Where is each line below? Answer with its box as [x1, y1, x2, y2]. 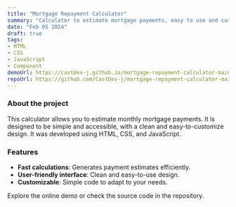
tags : [7, 36, 23, 44]
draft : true [7, 29, 42, 37]
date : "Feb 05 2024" [7, 23, 68, 30]
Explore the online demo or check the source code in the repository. [7, 191, 204, 200]
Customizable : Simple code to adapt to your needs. [17, 178, 168, 186]
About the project [7, 99, 69, 109]
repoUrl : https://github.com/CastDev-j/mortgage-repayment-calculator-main [7, 75, 234, 83]
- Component [7, 62, 42, 69]
